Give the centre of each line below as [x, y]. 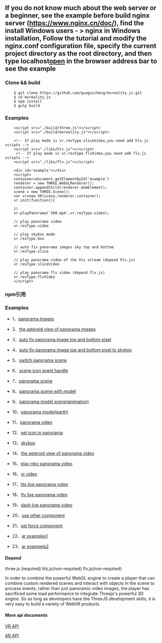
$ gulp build [27, 106]
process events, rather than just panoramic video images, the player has [77, 588]
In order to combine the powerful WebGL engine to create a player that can [80, 578]
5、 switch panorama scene [39, 360]
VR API [12, 626]
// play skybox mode [34, 234]
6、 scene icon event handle [40, 371]
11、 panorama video [32, 423]
